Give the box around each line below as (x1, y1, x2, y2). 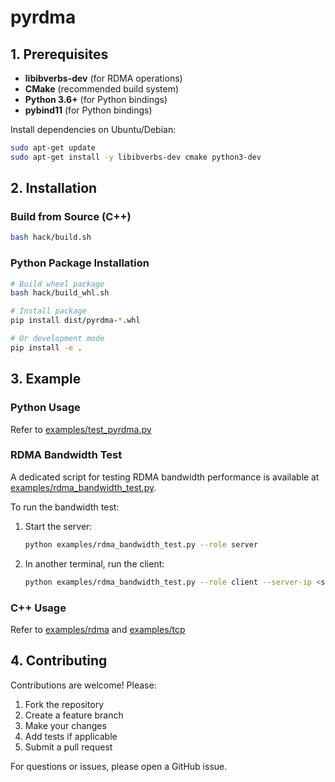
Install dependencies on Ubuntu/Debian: (10, 124, 177, 135)
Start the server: (24, 520, 93, 532)
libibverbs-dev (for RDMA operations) (24, 72, 183, 84)
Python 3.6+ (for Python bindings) (24, 94, 168, 105)
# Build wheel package (10, 279, 105, 289)
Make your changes (24, 719, 107, 731)
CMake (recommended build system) (24, 83, 180, 95)
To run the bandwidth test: (10, 501, 120, 513)
